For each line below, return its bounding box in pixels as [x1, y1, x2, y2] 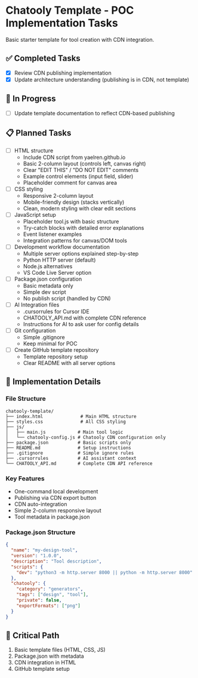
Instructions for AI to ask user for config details [23, 320, 140, 327]
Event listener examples [23, 231, 82, 238]
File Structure [5, 395, 46, 403]
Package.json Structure [5, 528, 76, 536]
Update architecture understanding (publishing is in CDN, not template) [14, 76, 190, 83]
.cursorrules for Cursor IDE [23, 308, 90, 315]
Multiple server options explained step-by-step [23, 250, 139, 257]
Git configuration [14, 327, 56, 334]
